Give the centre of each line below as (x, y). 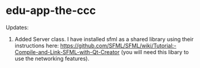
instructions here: (37, 46)
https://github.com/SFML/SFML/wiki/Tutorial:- (118, 46)
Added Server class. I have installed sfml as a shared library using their (104, 39)
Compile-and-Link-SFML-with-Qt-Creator (67, 52)
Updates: (17, 27)
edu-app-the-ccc (51, 11)
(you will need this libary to (155, 52)
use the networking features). (52, 58)
